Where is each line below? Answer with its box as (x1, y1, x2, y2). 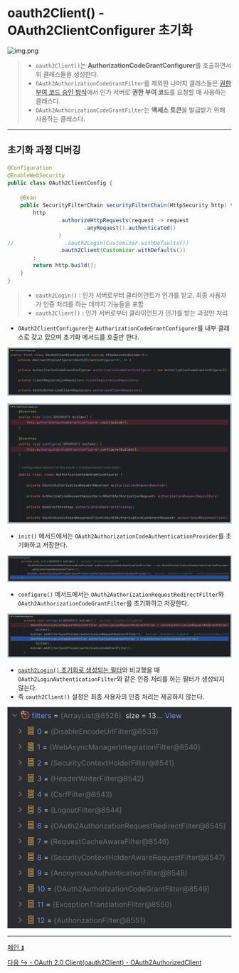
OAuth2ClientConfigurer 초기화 (7, 23, 193, 38)
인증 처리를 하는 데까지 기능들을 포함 (43, 299, 144, 308)
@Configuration (7, 164, 53, 172)
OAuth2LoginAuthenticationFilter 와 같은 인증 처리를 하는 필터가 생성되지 (17, 675, 225, 683)
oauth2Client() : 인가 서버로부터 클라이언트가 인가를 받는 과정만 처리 (35, 308, 228, 317)
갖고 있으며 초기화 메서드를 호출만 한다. (31, 333, 140, 341)
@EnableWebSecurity (7, 172, 65, 179)
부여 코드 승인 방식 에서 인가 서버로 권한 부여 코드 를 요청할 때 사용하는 (35, 88, 227, 96)
